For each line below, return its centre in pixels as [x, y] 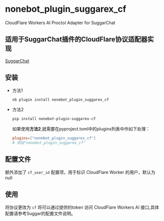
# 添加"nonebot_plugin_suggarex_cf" [49, 143]
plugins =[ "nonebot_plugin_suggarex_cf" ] [54, 138]
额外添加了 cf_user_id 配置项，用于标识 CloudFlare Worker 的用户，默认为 [80, 172]
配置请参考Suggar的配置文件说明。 [40, 213]
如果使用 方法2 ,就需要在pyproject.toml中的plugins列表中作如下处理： [81, 129]
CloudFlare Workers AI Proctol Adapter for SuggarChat [60, 23]
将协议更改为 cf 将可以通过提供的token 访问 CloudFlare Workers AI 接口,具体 [82, 207]
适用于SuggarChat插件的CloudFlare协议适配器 [76, 40]
